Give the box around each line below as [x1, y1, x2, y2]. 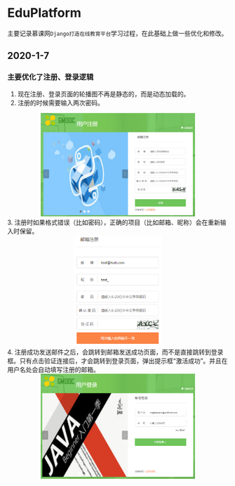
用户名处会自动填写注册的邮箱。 [7, 365, 100, 373]
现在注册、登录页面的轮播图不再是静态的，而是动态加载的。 [17, 89, 190, 98]
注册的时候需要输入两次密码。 [17, 98, 104, 107]
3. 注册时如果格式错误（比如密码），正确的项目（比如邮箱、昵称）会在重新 [7, 218, 221, 226]
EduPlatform [7, 5, 82, 21]
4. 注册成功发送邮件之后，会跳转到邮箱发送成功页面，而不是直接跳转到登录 [7, 347, 224, 356]
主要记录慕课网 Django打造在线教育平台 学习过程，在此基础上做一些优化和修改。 [7, 29, 228, 37]
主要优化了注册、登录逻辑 [7, 72, 94, 82]
